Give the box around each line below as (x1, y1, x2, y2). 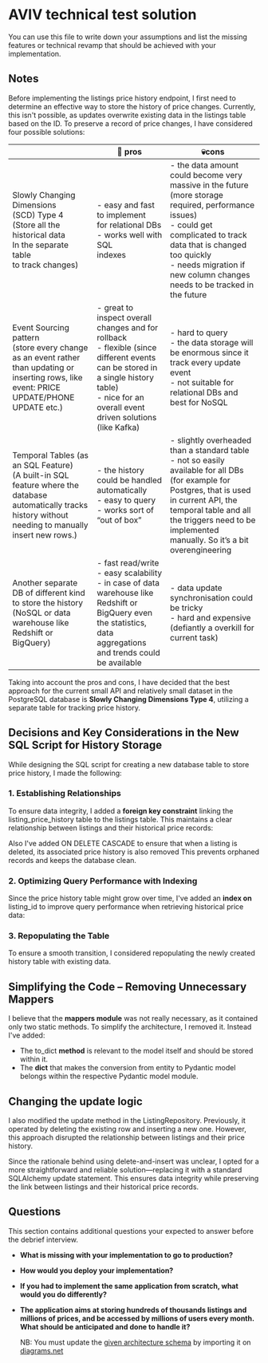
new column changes (170, 269, 250, 280)
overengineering (170, 544, 232, 555)
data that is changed (170, 239, 247, 250)
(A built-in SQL (12, 469, 69, 480)
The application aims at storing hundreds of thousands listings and (19, 1305, 247, 1314)
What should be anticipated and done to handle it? (19, 1322, 191, 1331)
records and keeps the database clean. (8, 855, 137, 865)
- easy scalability (97, 567, 162, 578)
